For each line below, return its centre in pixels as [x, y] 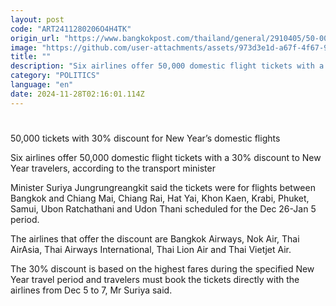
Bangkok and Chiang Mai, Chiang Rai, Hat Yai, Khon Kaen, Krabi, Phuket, [160, 198]
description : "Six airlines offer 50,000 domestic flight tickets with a [167, 66]
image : [24, 47]
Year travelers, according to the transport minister [113, 168]
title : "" [31, 57]
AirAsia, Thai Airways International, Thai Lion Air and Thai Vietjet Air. [151, 249]
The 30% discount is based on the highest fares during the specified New [162, 268]
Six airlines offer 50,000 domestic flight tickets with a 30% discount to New [166, 157]
